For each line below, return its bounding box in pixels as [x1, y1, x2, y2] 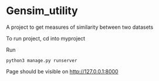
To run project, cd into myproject [6, 35, 86, 42]
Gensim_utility [6, 4, 78, 18]
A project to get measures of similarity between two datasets [6, 23, 154, 31]
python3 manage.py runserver [6, 58, 77, 63]
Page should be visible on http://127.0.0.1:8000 [6, 67, 119, 75]
